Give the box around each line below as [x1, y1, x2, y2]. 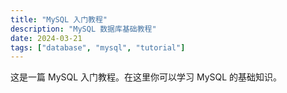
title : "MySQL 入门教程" [10, 14, 108, 25]
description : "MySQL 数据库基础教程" [10, 24, 157, 34]
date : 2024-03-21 [10, 33, 83, 43]
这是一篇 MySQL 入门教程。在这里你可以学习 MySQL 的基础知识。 [10, 71, 283, 83]
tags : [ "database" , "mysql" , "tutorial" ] [10, 42, 186, 53]
